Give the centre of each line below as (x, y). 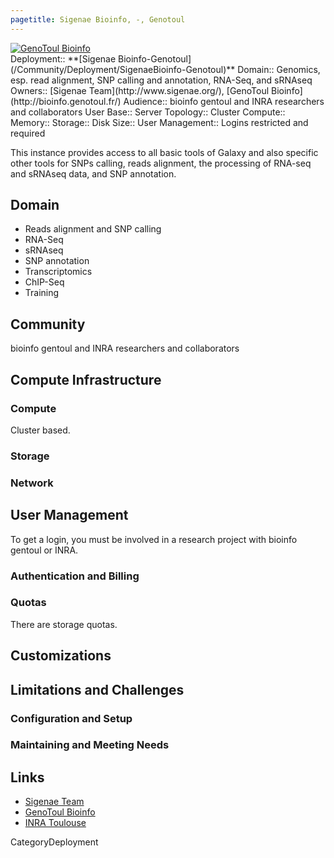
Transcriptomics (58, 272)
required (28, 133)
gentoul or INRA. (44, 550)
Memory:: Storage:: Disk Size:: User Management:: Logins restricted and (159, 122)
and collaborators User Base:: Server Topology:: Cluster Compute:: (148, 112)
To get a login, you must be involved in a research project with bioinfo (154, 539)
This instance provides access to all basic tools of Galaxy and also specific (164, 152)
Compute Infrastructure (86, 379)
